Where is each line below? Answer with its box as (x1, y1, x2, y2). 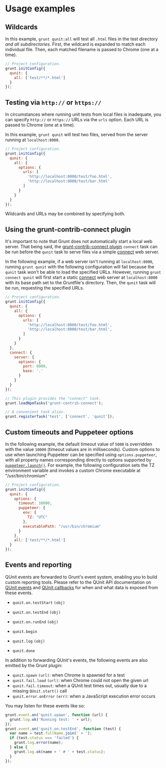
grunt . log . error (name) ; (14, 740, 64, 745)
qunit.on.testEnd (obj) (12, 610, 61, 615)
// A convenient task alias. (5, 409, 66, 415)
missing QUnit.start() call (12, 688, 67, 693)
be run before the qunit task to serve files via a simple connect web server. (5, 249, 160, 255)
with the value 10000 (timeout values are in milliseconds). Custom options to (5, 446, 160, 452)
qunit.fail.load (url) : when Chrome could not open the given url (12, 677, 149, 683)
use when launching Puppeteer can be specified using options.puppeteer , (5, 452, 157, 458)
